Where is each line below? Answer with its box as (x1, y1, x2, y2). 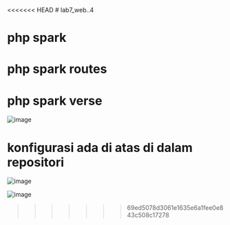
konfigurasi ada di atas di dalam (7, 140, 193, 156)
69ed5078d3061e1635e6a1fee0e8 (127, 204, 224, 212)
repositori (7, 154, 64, 170)
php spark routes (7, 61, 107, 77)
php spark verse (7, 93, 103, 109)
